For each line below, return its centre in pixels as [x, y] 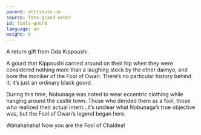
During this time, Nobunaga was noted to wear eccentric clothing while [95, 94]
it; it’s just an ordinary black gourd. [49, 83]
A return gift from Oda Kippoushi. [48, 51]
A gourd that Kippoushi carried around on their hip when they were [90, 64]
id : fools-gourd [27, 23]
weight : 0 [19, 35]
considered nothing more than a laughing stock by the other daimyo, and [97, 70]
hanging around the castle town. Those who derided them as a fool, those [98, 101]
